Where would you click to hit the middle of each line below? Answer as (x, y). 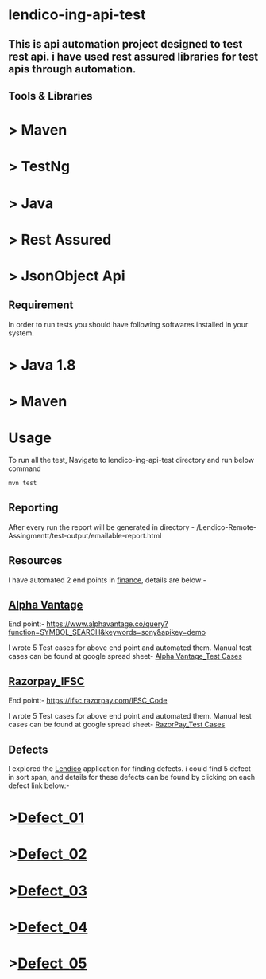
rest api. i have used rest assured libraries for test (133, 56)
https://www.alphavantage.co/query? (107, 624)
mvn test (23, 484)
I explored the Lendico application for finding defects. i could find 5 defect (130, 768)
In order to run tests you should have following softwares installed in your (128, 324)
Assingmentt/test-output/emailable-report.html (85, 535)
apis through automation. (72, 69)
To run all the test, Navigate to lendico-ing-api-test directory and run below (131, 460)
